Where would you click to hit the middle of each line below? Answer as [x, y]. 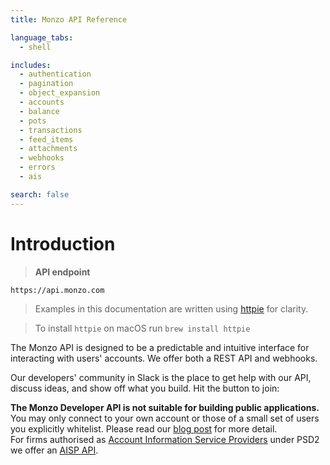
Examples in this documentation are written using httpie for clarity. [171, 308]
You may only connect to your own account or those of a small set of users [165, 418]
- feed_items [46, 139]
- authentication [55, 74]
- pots [33, 121]
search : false [40, 194]
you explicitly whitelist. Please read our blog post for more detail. [144, 428]
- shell [35, 47]
